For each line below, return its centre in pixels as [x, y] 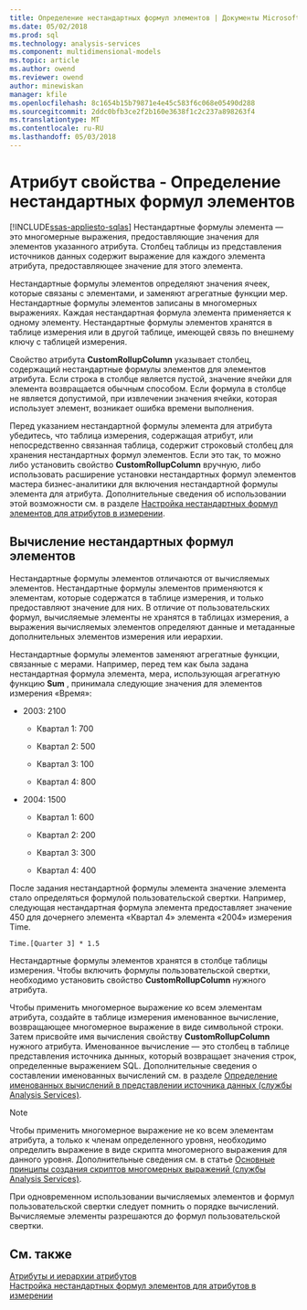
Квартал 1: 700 [65, 729]
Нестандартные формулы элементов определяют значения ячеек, [140, 283]
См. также [41, 1255]
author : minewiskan [47, 86]
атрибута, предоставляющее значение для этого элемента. [127, 265]
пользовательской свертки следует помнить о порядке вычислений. [144, 1206]
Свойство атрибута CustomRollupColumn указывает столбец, [131, 359]
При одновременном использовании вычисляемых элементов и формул [152, 1196]
